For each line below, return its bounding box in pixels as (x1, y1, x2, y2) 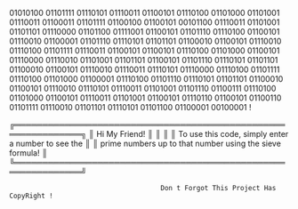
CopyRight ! (9, 191, 53, 200)
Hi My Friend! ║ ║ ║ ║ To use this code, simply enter (96, 129, 289, 139)
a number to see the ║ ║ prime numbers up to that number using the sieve (9, 138, 282, 149)
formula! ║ (9, 148, 48, 158)
